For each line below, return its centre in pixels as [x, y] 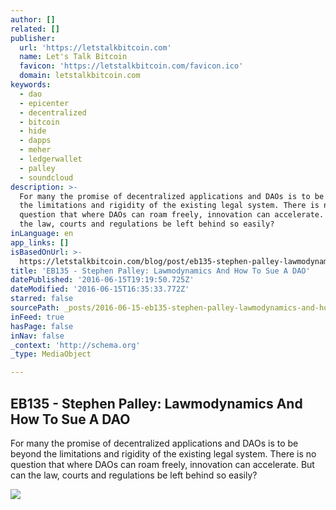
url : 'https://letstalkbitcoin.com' [95, 47]
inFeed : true [37, 317]
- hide [33, 131]
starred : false [42, 299]
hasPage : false [42, 326]
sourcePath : [35, 308]
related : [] [35, 29]
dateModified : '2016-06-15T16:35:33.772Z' [100, 289]
